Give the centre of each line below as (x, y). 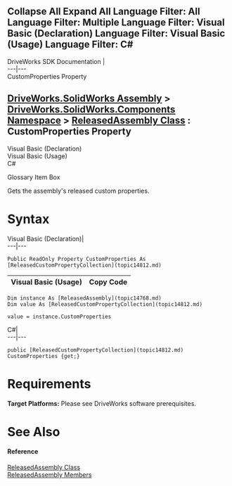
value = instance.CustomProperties (59, 316)
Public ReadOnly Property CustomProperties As (77, 259)
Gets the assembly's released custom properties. (78, 191)
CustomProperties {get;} (44, 356)
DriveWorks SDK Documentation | (56, 61)
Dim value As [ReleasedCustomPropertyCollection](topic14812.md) (105, 304)
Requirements (49, 384)
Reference (23, 452)
